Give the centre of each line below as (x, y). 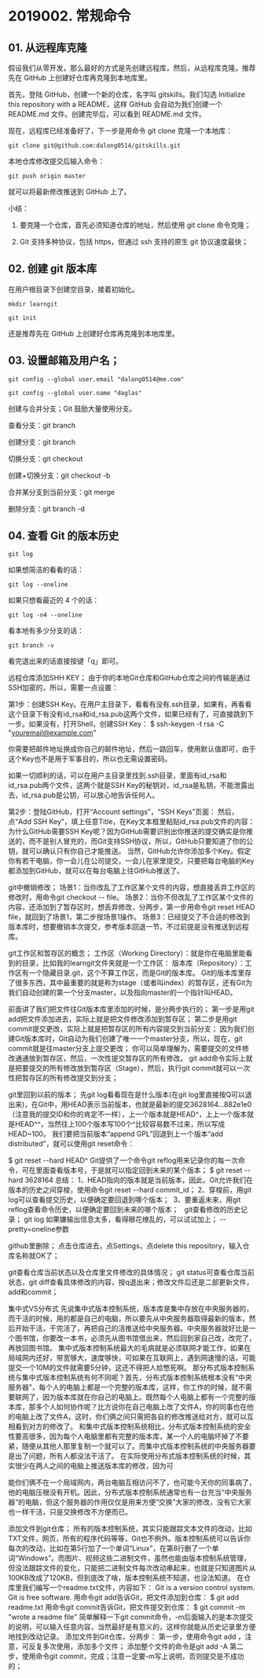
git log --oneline (38, 585)
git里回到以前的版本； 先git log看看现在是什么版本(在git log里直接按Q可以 (127, 1095)
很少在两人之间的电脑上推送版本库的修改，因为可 (94, 1466)
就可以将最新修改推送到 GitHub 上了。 (70, 192)
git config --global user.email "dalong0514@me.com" (96, 379)
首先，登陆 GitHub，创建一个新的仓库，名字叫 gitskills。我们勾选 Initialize (127, 94)
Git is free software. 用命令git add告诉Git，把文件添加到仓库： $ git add (124, 1597)
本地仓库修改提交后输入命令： (56, 161)
